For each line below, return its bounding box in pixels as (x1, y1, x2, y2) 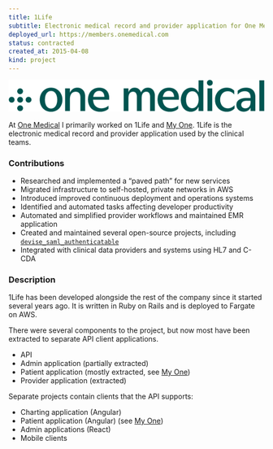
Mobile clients (19, 434, 67, 443)
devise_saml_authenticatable (19, 238, 119, 246)
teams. (8, 137, 32, 146)
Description (8, 273, 56, 285)
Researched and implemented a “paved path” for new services (19, 176, 231, 186)
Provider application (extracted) (19, 376, 128, 386)
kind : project (8, 56, 57, 64)
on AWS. (8, 310, 38, 320)
